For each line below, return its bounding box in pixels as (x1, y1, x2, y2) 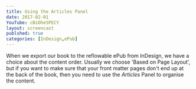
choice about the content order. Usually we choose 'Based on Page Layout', (6, 58, 191, 65)
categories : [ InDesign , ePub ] (6, 36, 78, 42)
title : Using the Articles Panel (6, 8, 89, 15)
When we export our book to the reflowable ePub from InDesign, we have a (6, 52, 190, 59)
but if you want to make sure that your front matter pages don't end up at (6, 65, 184, 71)
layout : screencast (6, 25, 54, 31)
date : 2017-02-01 (6, 14, 49, 20)
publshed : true (6, 31, 44, 37)
